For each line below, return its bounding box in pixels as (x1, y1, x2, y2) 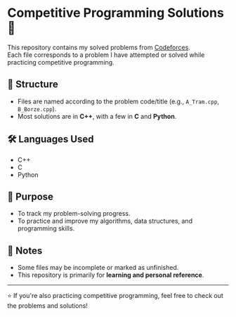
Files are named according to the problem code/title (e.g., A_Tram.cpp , (17, 97, 220, 105)
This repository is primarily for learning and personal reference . (17, 271, 204, 279)
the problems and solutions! (7, 302, 88, 310)
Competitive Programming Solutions (7, 5, 225, 21)
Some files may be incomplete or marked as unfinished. (17, 264, 179, 272)
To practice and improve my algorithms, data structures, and (17, 216, 193, 226)
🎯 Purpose (7, 190, 54, 202)
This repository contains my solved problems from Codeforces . (7, 43, 191, 51)
